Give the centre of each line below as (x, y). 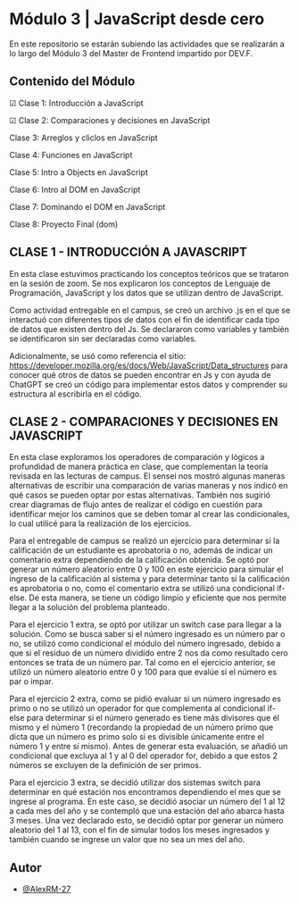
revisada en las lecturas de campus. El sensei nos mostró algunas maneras (147, 476)
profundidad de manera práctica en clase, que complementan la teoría (139, 467)
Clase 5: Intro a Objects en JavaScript (79, 172)
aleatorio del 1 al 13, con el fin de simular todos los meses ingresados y (139, 830)
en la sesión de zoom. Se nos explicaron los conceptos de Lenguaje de (140, 283)
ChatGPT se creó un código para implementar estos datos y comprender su (149, 384)
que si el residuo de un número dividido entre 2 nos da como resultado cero (149, 653)
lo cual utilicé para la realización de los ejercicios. (100, 523)
